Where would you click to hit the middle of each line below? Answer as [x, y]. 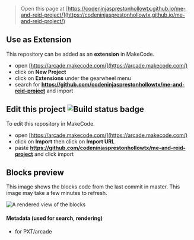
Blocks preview [35, 173]
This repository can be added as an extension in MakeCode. [80, 54]
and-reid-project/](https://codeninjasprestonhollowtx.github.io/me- [103, 15]
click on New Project [40, 72]
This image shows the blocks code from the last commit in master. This [93, 187]
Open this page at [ [44, 9]
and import [60, 91]
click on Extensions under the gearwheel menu [73, 78]
